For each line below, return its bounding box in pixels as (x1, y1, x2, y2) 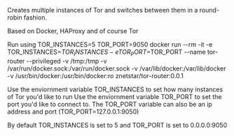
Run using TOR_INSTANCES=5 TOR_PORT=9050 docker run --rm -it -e (7, 40, 213, 48)
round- (199, 6, 219, 14)
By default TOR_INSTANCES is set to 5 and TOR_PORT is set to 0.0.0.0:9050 (7, 121, 228, 129)
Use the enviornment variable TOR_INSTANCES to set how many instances (7, 85, 223, 93)
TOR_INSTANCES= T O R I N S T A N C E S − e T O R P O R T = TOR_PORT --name (7, 48, 206, 58)
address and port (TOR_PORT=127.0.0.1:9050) (7, 107, 139, 116)
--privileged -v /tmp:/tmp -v (26, 56, 107, 65)
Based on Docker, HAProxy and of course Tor (7, 27, 139, 35)
